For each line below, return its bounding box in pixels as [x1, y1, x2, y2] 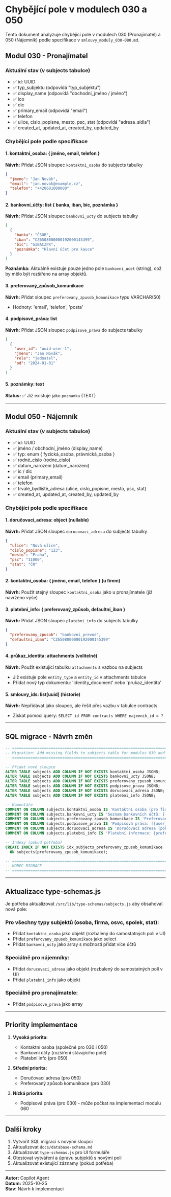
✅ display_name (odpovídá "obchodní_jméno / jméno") [12, 90, 128, 96]
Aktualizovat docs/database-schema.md [12, 1144, 93, 1150]
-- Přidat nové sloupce [5, 764, 56, 770]
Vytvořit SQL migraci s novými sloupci [12, 1139, 93, 1145]
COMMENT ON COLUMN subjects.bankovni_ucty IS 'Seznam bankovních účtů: [5, 811, 160, 817]
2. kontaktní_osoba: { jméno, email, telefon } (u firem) [5, 578, 121, 584]
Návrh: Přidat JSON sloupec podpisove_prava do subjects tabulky [5, 327, 143, 333]
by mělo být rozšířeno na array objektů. [5, 271, 88, 277]
